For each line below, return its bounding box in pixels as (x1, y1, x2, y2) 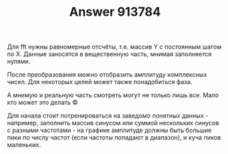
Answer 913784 (69, 4, 161, 20)
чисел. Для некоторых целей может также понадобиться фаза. (7, 78, 193, 86)
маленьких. (7, 141, 41, 149)
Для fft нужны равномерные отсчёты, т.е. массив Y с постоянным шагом (7, 42, 222, 51)
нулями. (7, 57, 31, 66)
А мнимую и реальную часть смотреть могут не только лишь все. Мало (7, 91, 219, 99)
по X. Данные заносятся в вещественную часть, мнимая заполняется (7, 50, 212, 58)
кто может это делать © (7, 99, 79, 107)
